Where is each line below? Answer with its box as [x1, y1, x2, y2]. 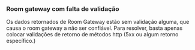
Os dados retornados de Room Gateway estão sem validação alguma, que [6, 18, 190, 26]
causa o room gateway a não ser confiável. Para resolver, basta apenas [6, 24, 183, 32]
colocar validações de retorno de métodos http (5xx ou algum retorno [6, 31, 179, 38]
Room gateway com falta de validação [6, 5, 119, 13]
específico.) [6, 37, 36, 45]
